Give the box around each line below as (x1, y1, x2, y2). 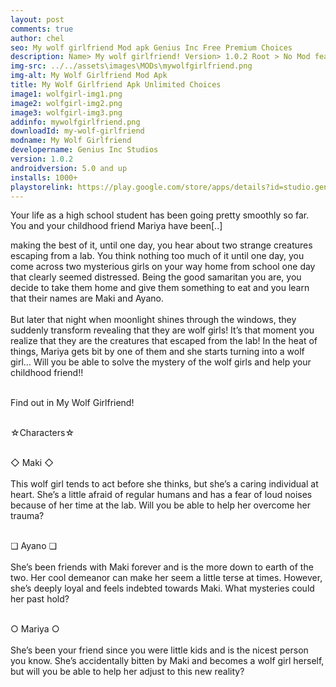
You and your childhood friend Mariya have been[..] (10, 220, 223, 232)
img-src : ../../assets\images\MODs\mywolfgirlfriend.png (10, 61, 253, 71)
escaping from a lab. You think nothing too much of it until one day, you (10, 250, 305, 262)
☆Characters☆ (10, 427, 75, 439)
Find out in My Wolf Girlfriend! (10, 397, 135, 409)
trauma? (10, 510, 45, 522)
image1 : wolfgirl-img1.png (10, 89, 123, 99)
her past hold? (10, 593, 70, 605)
